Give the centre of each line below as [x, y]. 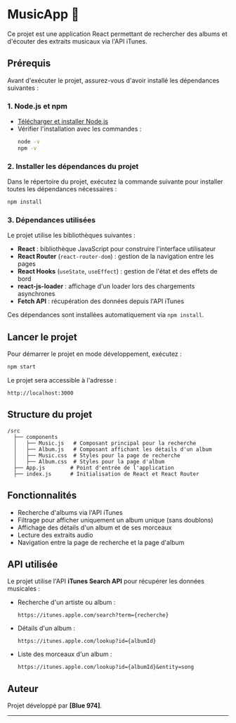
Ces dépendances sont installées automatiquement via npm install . [106, 315]
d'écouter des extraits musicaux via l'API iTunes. [77, 41]
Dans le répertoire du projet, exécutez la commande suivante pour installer [115, 181]
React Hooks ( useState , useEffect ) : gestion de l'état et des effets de [117, 271]
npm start [22, 367]
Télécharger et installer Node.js [63, 122]
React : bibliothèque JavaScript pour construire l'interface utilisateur [117, 249]
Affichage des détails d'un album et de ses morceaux [94, 527]
